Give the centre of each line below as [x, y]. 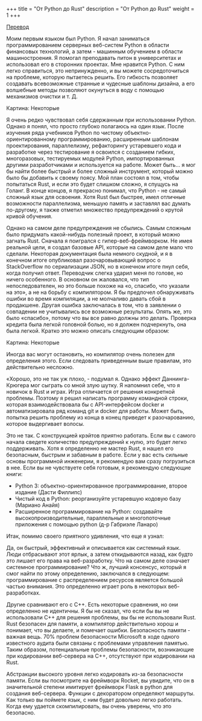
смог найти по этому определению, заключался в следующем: [88, 573]
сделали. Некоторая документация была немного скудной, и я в [90, 254]
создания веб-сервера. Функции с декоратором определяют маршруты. [100, 693]
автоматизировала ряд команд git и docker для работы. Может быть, [96, 411]
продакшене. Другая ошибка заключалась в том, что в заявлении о [94, 305]
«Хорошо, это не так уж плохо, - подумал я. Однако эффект [84, 379]
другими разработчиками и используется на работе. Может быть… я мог [101, 165]
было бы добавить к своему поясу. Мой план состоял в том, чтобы [93, 178]
